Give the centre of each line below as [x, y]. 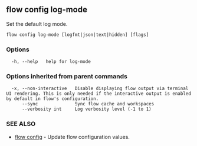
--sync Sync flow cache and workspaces [88, 104]
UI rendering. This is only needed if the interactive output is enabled [99, 94]
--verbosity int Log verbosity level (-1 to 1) [86, 109]
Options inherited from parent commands [67, 77]
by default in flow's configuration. [52, 99]
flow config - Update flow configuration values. [72, 137]
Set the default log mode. [37, 24]
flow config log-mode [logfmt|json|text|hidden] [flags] [78, 35]
